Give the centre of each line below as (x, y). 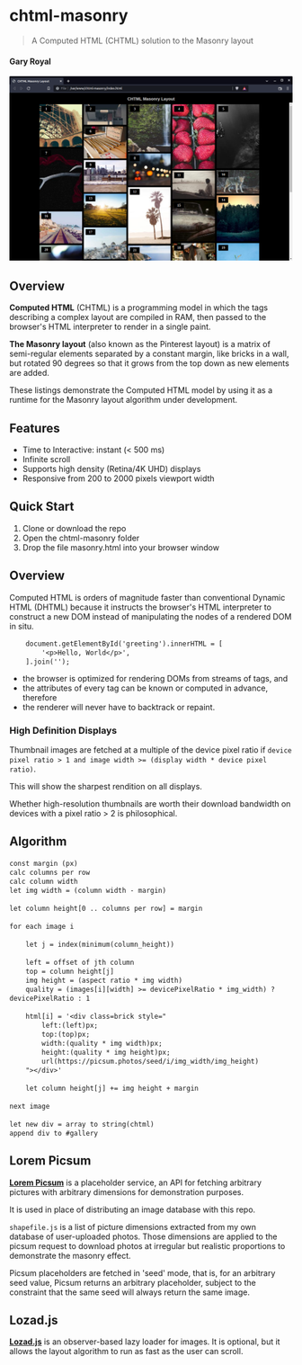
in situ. (22, 626)
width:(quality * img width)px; (102, 1043)
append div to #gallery (54, 1133)
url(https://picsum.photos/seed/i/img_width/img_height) (150, 1061)
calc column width (44, 881)
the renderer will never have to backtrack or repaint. (119, 707)
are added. (29, 373)
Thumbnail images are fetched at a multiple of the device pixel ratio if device (151, 749)
